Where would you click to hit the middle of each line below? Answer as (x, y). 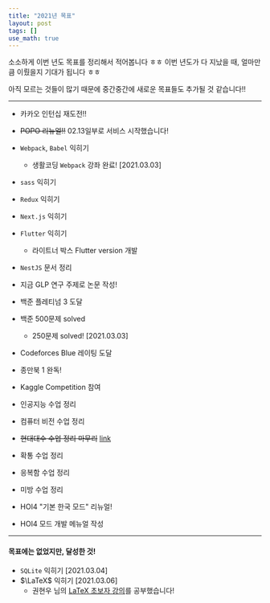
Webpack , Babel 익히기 (55, 148)
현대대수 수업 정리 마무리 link (65, 438)
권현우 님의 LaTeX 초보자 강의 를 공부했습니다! (103, 591)
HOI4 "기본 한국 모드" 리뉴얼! (66, 507)
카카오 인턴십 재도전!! (53, 114)
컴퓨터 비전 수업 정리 (52, 421)
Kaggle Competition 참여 (60, 388)
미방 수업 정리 (41, 490)
